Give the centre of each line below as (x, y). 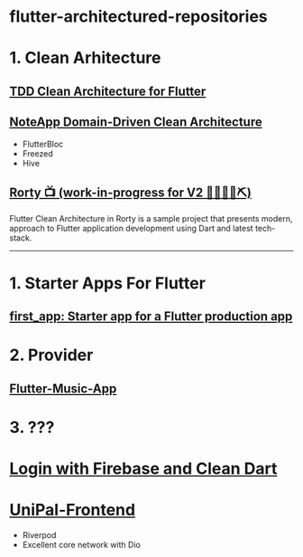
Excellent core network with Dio (82, 544)
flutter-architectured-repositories (138, 17)
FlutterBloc (43, 144)
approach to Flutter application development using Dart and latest (132, 229)
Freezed (38, 153)
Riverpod (39, 534)
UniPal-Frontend (73, 510)
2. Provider (51, 355)
